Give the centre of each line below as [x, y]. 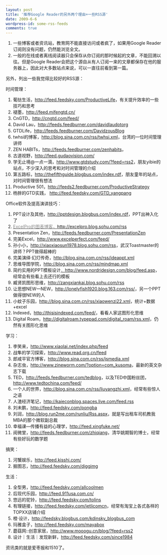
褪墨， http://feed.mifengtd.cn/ [44, 112]
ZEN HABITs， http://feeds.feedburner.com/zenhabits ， [69, 149]
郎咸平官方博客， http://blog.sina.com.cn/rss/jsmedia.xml [71, 359]
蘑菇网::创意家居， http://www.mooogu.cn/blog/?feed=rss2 [73, 531]
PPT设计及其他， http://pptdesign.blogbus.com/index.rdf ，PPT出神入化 [85, 214]
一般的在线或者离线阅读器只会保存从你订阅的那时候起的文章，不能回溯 [85, 56]
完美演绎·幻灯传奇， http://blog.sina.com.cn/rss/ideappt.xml [74, 258]
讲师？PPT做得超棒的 [35, 251]
